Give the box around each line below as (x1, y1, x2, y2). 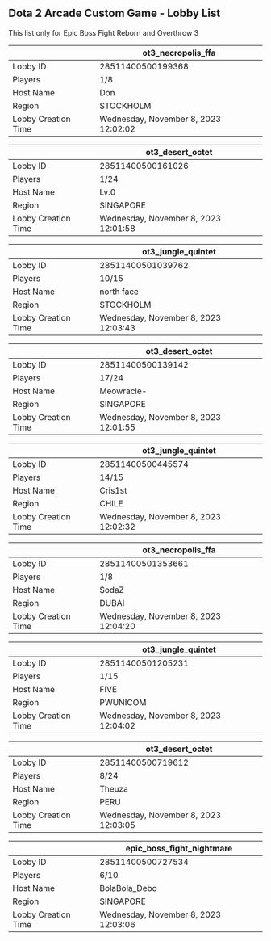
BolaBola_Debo (99, 882, 157, 893)
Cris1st (99, 485, 127, 496)
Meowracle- (99, 385, 148, 397)
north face (99, 286, 140, 297)
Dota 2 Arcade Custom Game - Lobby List (8, 6, 221, 20)
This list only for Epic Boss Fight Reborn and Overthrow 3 (8, 27, 199, 37)
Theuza (99, 783, 129, 794)
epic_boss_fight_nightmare (125, 842, 233, 854)
